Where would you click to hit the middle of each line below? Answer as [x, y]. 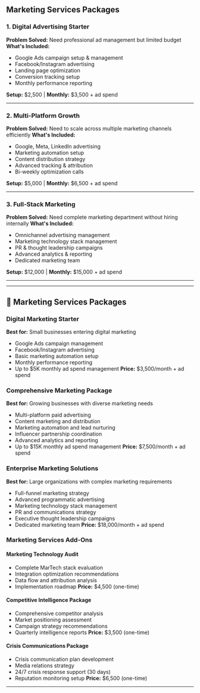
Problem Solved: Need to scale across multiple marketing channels [89, 128]
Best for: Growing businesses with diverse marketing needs [80, 403]
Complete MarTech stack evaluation [59, 567]
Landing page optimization [47, 70]
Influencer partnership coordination [58, 434]
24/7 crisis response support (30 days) [63, 672]
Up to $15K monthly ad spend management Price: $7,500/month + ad [100, 447]
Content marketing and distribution [57, 421]
